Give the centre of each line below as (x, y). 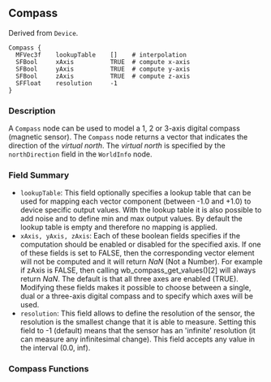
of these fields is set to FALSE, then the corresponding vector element (137, 253)
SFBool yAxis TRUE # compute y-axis (103, 69)
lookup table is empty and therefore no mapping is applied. (118, 227)
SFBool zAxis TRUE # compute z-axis (103, 76)
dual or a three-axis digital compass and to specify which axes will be (137, 296)
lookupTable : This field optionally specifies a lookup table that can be (135, 193)
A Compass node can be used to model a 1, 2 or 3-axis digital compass (125, 128)
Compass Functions (49, 369)
